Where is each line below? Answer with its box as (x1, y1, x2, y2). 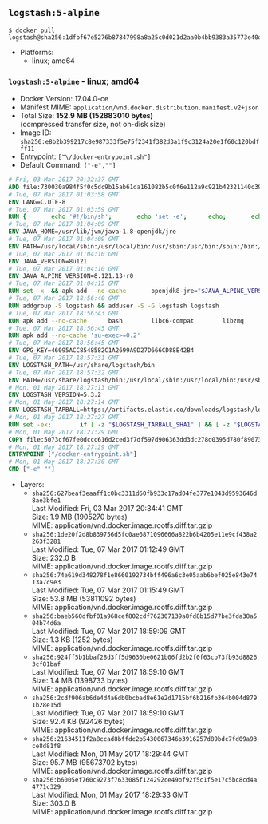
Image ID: (19, 128, 52, 137)
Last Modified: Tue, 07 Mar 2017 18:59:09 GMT (31, 627, 187, 636)
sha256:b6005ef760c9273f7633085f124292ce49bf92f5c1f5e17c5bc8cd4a (31, 776, 258, 784)
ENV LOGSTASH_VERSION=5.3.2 (8, 391, 102, 399)
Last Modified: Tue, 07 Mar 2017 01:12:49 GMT (31, 545, 185, 554)
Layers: (19, 480, 45, 489)
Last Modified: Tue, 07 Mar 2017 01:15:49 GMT (31, 585, 185, 595)
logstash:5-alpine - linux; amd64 (8, 76, 140, 87)
